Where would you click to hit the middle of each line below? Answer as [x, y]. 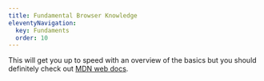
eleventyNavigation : [43, 23]
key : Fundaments [42, 30]
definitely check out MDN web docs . [68, 69]
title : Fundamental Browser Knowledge [73, 15]
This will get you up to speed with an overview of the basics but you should [133, 60]
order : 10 [32, 38]
